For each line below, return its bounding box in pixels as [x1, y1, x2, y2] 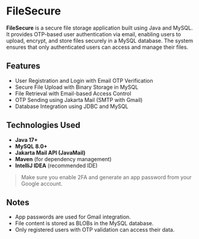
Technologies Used [6, 120, 80, 130]
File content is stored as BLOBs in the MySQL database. [14, 220, 154, 227]
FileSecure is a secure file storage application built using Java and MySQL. [6, 24, 193, 31]
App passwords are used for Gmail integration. [14, 213, 131, 221]
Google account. [21, 180, 63, 187]
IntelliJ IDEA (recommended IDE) [14, 162, 98, 169]
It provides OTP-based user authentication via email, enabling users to [6, 30, 182, 37]
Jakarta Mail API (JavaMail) [14, 149, 86, 156]
